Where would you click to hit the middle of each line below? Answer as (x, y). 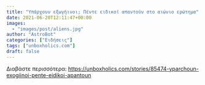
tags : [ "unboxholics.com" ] (41, 46)
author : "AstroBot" (31, 35)
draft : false (23, 52)
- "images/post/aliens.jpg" (48, 29)
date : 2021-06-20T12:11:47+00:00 (49, 18)
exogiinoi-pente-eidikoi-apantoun (49, 75)
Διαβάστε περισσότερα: (37, 69)
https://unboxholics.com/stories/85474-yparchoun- (133, 69)
